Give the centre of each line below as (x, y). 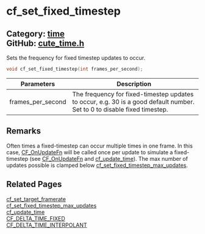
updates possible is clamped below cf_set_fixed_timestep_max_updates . (97, 165)
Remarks (24, 131)
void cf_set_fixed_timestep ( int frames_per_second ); (75, 69)
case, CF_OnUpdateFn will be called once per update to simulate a (90, 152)
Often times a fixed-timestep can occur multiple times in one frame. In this (100, 146)
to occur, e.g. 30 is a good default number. (134, 102)
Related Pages (34, 184)
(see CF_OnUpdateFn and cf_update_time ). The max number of (109, 158)
